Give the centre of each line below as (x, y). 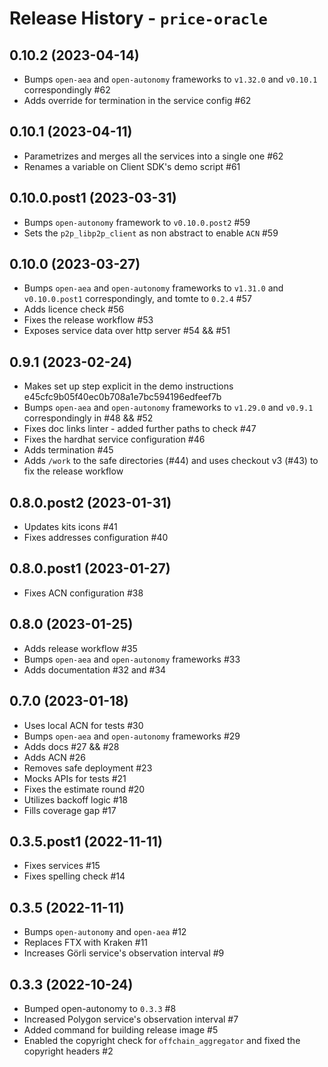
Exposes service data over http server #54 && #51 (127, 331)
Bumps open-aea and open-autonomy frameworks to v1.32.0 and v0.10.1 (170, 79)
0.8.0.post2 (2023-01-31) (90, 502)
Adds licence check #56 (74, 309)
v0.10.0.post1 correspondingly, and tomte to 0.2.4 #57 (137, 299)
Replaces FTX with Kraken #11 (86, 943)
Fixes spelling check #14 (74, 876)
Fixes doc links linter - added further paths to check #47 (140, 429)
